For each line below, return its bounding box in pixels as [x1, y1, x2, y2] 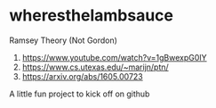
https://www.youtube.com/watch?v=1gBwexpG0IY [21, 52, 207, 62]
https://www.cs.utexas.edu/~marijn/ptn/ [21, 62, 169, 72]
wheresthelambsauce [9, 5, 173, 26]
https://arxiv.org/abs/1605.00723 [21, 71, 144, 81]
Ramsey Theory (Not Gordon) [9, 35, 118, 46]
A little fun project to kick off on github [9, 88, 150, 99]
